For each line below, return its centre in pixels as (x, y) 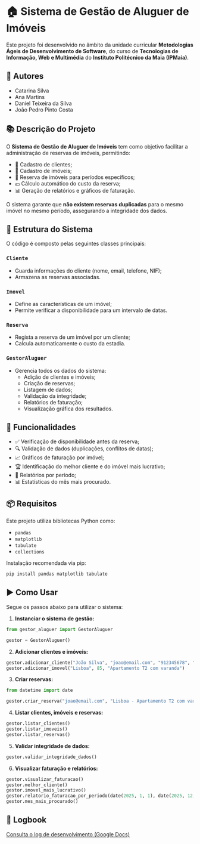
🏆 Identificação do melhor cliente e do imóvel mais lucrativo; (90, 466)
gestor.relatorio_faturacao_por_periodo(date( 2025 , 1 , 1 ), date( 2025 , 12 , (101, 796)
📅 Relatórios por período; (45, 475)
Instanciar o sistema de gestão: (54, 619)
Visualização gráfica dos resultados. (68, 409)
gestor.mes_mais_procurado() (42, 802)
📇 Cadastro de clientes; (43, 164)
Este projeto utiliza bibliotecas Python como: (61, 521)
